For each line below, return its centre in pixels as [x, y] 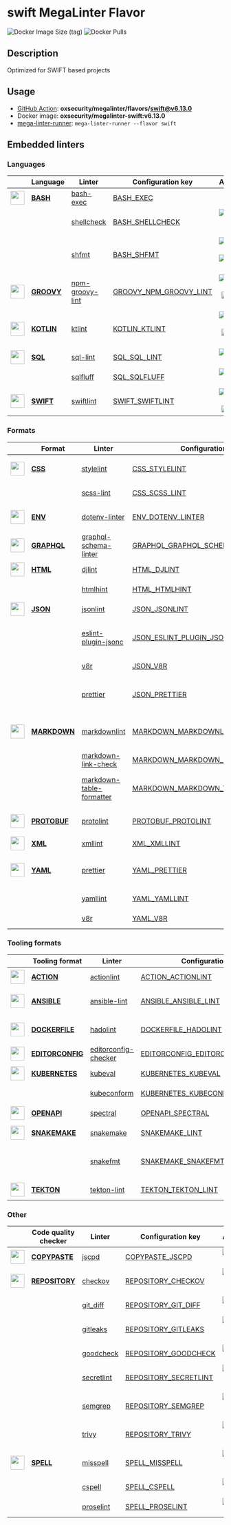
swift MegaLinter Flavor [76, 13]
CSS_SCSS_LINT [159, 493]
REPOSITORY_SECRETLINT [169, 1378]
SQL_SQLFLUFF [139, 377]
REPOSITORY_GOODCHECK [170, 1353]
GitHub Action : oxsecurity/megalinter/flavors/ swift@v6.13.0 [104, 108]
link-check [99, 764]
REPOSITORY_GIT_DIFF [163, 1305]
